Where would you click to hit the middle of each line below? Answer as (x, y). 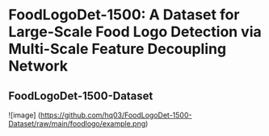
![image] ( (25, 115)
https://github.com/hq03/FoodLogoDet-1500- (116, 115)
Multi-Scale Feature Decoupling (118, 49)
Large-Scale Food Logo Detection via (135, 32)
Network (38, 66)
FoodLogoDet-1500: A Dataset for (124, 15)
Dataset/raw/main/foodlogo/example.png (77, 124)
